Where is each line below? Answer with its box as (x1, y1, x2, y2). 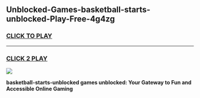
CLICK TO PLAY (6, 32, 52, 40)
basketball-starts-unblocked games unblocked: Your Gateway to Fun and (6, 78, 192, 86)
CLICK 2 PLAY (6, 54, 48, 62)
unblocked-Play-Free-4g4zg (6, 14, 115, 24)
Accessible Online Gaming (6, 85, 73, 92)
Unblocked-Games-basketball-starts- (6, 5, 151, 15)
